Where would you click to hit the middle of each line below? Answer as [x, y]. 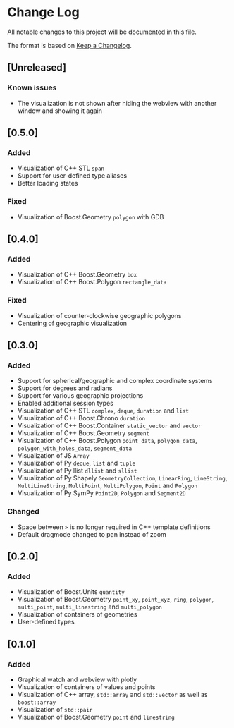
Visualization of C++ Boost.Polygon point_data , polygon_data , [107, 441]
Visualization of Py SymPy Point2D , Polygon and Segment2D [101, 493]
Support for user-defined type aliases [72, 176]
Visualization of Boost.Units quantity [71, 592]
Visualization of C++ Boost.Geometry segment [84, 433]
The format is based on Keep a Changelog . [69, 45]
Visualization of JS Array [53, 456]
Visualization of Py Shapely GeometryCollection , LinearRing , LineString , [122, 478]
